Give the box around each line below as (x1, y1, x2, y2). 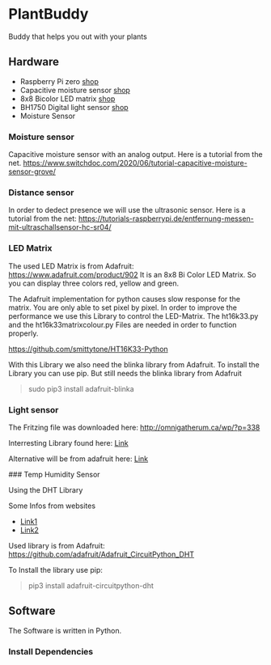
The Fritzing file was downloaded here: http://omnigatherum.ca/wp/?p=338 (8, 422, 260, 432)
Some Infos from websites (8, 501, 95, 510)
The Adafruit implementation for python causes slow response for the (8, 294, 241, 303)
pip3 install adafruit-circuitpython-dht (28, 580, 154, 591)
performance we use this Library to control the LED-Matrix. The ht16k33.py (8, 311, 259, 320)
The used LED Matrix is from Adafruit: (8, 260, 134, 271)
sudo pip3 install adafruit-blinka (28, 383, 135, 393)
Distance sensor (8, 187, 74, 198)
